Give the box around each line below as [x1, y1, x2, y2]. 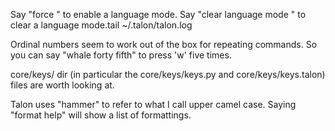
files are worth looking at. [10, 79, 115, 91]
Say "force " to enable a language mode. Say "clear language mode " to [10, 9, 307, 20]
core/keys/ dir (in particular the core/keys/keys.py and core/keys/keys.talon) [10, 69, 326, 80]
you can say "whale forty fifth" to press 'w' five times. [10, 49, 232, 61]
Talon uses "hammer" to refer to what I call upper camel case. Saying [10, 99, 297, 110]
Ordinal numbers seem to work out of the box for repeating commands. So [10, 39, 318, 50]
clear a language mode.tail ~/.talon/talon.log [10, 19, 193, 31]
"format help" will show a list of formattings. [10, 109, 192, 121]
